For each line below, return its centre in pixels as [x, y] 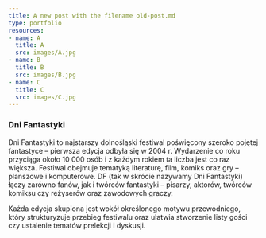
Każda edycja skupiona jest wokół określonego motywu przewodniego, [124, 209]
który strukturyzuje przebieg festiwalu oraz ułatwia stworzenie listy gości [128, 217]
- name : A [25, 38]
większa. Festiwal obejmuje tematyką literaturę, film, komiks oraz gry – [124, 167]
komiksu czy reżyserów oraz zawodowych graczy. [91, 193]
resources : [26, 30]
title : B [30, 68]
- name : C [25, 82]
